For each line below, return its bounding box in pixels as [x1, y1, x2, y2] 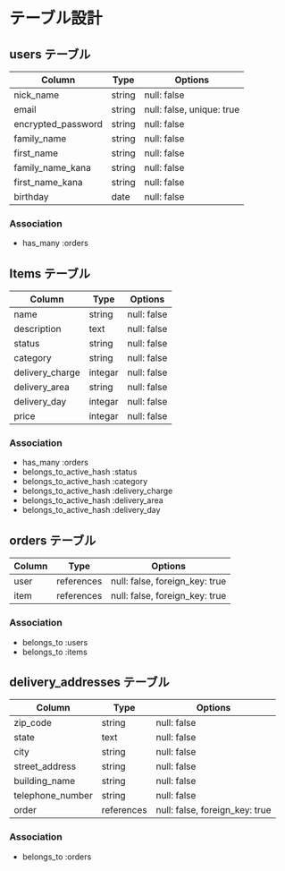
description [13, 323, 62, 336]
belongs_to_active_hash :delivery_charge [21, 485, 173, 497]
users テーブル [9, 47, 91, 62]
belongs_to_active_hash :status [21, 466, 138, 477]
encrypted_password [13, 118, 103, 130]
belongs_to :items [21, 646, 88, 657]
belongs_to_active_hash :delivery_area [21, 495, 163, 506]
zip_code [13, 717, 52, 730]
